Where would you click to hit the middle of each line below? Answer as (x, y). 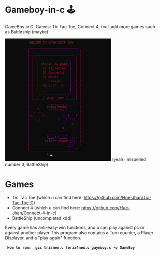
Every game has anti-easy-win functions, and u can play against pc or (75, 228)
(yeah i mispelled (129, 159)
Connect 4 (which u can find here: (46, 208)
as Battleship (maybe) (27, 32)
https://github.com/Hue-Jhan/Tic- (118, 198)
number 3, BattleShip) (27, 165)
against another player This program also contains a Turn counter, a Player (79, 233)
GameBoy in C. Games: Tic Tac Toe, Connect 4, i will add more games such (80, 26)
